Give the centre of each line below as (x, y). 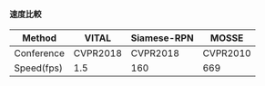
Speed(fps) (39, 68)
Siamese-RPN (162, 38)
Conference (40, 53)
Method (40, 38)
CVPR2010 (227, 53)
